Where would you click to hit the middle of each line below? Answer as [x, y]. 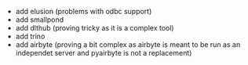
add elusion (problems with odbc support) [84, 11]
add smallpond [40, 20]
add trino [30, 36]
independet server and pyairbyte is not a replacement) [104, 53]
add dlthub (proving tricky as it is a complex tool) [95, 28]
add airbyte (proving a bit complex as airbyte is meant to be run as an [128, 45]
